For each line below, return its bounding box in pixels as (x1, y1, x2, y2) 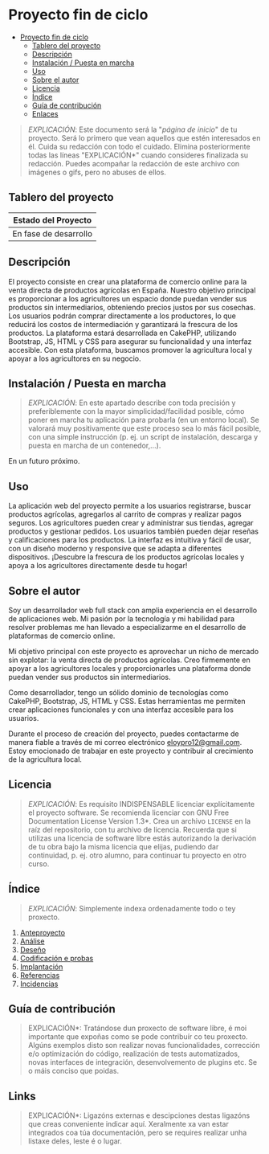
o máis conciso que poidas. (27, 1066, 119, 1076)
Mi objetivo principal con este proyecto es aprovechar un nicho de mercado (8, 647, 259, 656)
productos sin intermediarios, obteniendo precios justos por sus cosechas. (8, 302, 255, 312)
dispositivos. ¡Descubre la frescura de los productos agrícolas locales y (8, 552, 245, 562)
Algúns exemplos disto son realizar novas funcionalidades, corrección (27, 1041, 260, 1050)
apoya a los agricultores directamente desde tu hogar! (8, 561, 188, 571)
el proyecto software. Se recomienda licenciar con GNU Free (27, 808, 230, 817)
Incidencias (19, 979, 59, 988)
